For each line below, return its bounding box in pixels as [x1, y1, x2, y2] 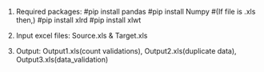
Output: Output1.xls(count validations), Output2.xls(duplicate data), [15, 46, 238, 55]
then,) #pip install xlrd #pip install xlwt [15, 15, 142, 25]
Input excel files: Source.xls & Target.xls [15, 31, 148, 40]
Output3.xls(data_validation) [15, 55, 109, 64]
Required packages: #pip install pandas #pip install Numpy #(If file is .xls [15, 7, 256, 16]
